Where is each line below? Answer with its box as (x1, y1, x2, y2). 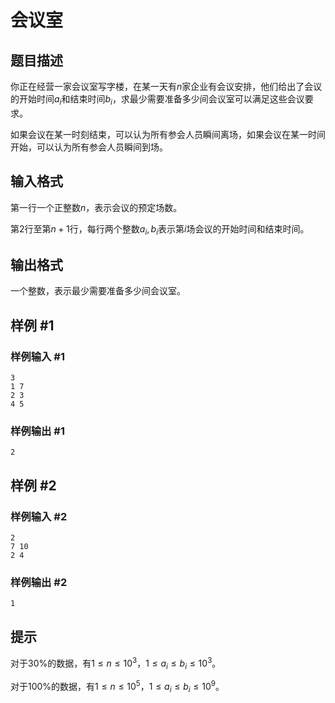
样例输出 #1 (10, 424, 65, 438)
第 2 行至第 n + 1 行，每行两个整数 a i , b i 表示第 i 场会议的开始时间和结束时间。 (10, 222, 310, 237)
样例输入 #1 (10, 349, 65, 363)
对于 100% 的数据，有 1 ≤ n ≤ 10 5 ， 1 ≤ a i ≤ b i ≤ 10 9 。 (10, 679, 225, 695)
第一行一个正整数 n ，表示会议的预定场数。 (10, 201, 183, 213)
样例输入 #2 (10, 509, 68, 523)
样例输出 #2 (10, 575, 68, 589)
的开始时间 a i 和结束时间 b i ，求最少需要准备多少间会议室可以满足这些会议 (10, 93, 305, 107)
